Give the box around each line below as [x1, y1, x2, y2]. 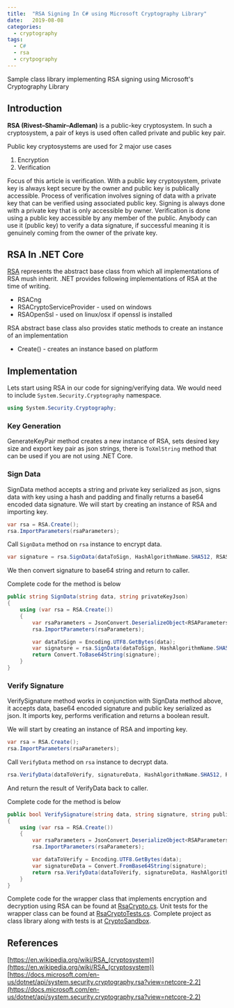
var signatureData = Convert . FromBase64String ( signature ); [32, 862, 208, 870]
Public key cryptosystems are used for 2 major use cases [7, 142, 172, 150]
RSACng [17, 295, 42, 304]
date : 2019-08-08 [7, 17, 64, 24]
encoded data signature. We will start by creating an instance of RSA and [7, 500, 217, 509]
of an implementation [7, 331, 68, 339]
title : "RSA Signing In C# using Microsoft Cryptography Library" [7, 10, 208, 17]
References [7, 937, 58, 949]
